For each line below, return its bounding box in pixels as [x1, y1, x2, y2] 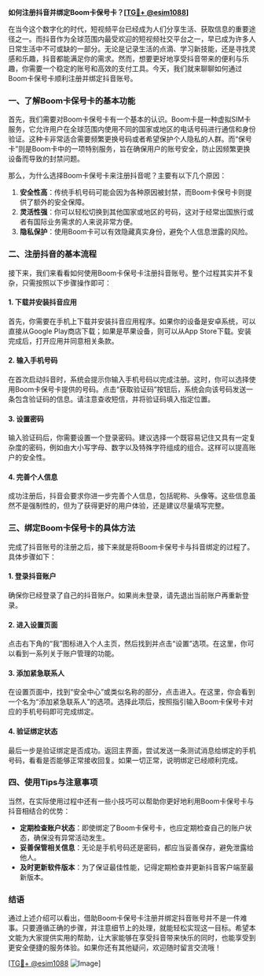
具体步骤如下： [8, 552, 57, 561]
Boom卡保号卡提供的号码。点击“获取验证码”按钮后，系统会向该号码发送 [14, 385, 247, 393]
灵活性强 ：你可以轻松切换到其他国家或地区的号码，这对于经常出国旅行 [19, 207, 247, 217]
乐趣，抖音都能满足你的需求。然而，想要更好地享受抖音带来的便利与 [21, 54, 242, 63]
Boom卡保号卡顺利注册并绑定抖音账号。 [8, 74, 137, 83]
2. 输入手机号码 [8, 356, 58, 365]
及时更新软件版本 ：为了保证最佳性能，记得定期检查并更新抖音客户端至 [19, 862, 247, 872]
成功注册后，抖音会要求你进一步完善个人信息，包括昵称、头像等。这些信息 [8, 491, 249, 501]
